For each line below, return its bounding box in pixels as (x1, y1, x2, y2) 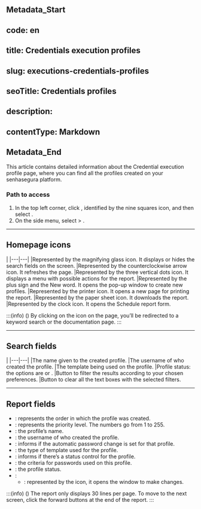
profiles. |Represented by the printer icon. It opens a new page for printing (6, 287, 190, 295)
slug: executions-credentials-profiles (6, 66, 150, 76)
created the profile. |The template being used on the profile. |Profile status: (6, 363, 191, 370)
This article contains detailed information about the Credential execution (6, 163, 184, 170)
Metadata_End (6, 147, 62, 157)
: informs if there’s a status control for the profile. (14, 453, 136, 460)
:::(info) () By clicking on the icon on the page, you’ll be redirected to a (6, 312, 179, 319)
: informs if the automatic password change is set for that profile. (14, 440, 175, 447)
